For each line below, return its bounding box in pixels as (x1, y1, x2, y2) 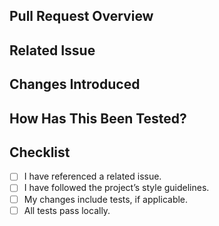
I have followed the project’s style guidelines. (23, 182, 210, 194)
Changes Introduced (9, 76, 141, 93)
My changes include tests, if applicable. (23, 193, 189, 205)
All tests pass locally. (23, 204, 111, 216)
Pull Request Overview (9, 8, 154, 25)
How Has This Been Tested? (9, 110, 187, 127)
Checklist (9, 144, 71, 161)
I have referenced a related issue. (23, 170, 162, 183)
